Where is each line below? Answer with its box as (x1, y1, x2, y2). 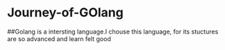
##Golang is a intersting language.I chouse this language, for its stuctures (7, 27, 219, 36)
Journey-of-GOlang (7, 5, 124, 21)
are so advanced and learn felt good (7, 34, 111, 42)
